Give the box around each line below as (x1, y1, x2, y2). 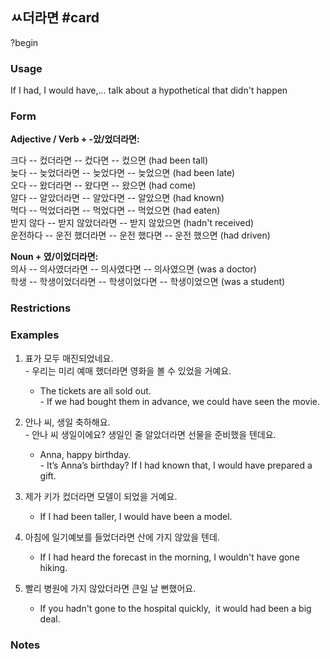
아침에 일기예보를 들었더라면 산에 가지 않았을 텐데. (24, 531, 220, 543)
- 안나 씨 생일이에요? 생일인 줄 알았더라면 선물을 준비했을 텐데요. (24, 428, 277, 440)
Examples (10, 328, 60, 342)
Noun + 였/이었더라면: (10, 251, 99, 263)
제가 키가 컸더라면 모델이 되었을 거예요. (24, 490, 178, 502)
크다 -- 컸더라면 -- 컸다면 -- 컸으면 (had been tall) (10, 154, 209, 167)
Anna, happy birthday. (39, 448, 132, 460)
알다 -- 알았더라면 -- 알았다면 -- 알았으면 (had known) (10, 192, 225, 204)
